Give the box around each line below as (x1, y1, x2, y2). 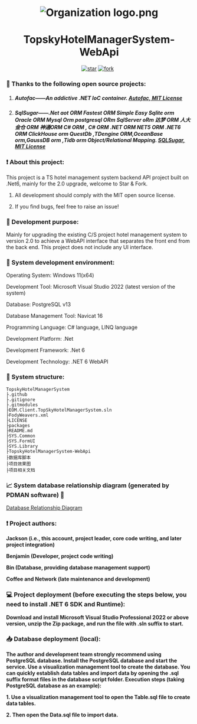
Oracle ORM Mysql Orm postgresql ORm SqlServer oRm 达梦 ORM (14, 116, 179, 123)
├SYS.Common (6, 433, 35, 439)
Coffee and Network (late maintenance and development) (6, 576, 150, 583)
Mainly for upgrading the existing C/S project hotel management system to (6, 231, 188, 239)
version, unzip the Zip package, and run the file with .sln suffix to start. (6, 620, 184, 627)
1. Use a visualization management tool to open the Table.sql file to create (6, 693, 191, 700)
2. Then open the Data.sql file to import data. (6, 711, 119, 718)
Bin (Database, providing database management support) (6, 564, 150, 571)
